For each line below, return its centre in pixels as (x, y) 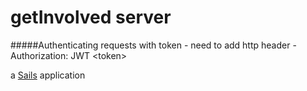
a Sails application (48, 75)
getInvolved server (91, 17)
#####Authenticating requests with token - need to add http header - (153, 45)
